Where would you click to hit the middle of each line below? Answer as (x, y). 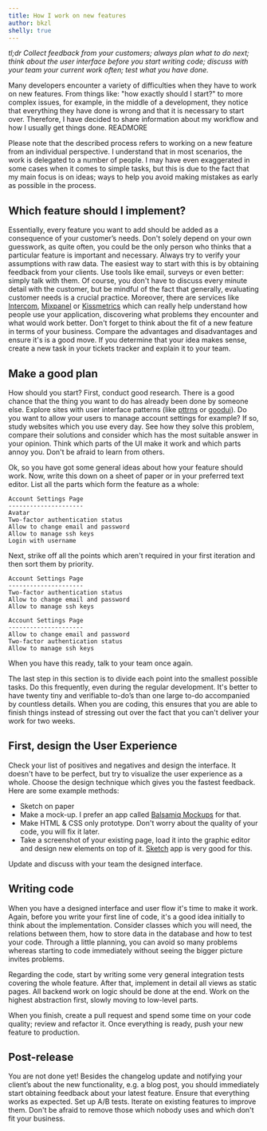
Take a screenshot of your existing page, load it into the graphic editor (135, 840)
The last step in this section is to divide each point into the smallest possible (133, 679)
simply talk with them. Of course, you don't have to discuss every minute (128, 281)
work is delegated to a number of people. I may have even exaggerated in (129, 160)
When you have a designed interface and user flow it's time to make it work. (133, 908)
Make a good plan (53, 373)
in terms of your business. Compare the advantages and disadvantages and (133, 332)
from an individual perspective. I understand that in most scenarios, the (126, 151)
